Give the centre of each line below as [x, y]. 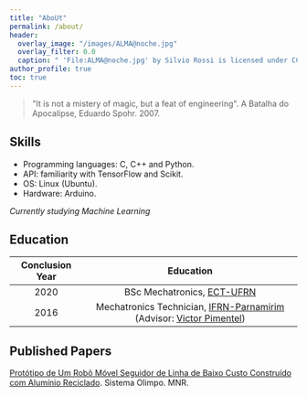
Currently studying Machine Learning [80, 210]
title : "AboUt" [38, 18]
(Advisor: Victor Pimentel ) [190, 318]
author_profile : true [51, 70]
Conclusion [46, 265]
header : [24, 35]
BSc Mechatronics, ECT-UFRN [191, 292]
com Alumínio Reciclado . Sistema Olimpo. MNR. [99, 383]
